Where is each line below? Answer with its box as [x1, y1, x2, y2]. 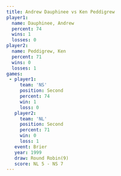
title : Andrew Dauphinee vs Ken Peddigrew [6, 8, 115, 15]
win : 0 [19, 132, 36, 139]
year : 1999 [14, 149, 42, 155]
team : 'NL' [19, 116, 47, 122]
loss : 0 [19, 104, 39, 111]
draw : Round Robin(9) [14, 155, 69, 161]
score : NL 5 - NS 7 [14, 161, 64, 167]
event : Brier [14, 143, 47, 150]
